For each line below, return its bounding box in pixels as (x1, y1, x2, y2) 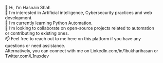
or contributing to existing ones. (5, 31, 69, 36)
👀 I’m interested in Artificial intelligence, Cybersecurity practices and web (5, 10, 152, 16)
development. (5, 15, 33, 20)
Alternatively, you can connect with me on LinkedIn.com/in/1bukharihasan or (5, 48, 159, 53)
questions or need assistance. (5, 43, 66, 48)
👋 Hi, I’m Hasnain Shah (5, 5, 51, 10)
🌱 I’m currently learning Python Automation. (5, 20, 93, 26)
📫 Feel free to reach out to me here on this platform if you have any (5, 36, 141, 41)
